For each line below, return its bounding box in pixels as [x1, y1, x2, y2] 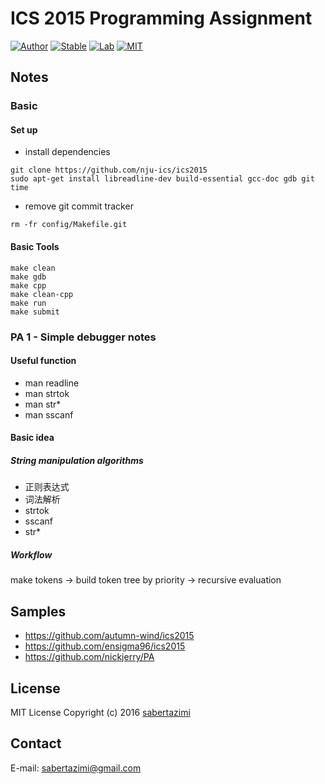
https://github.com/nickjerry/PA [24, 651, 155, 663]
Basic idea [10, 432, 55, 444]
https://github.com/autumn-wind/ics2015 [24, 630, 195, 642]
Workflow [10, 548, 53, 561]
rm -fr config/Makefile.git [10, 220, 128, 230]
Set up [10, 123, 38, 136]
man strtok [24, 387, 70, 399]
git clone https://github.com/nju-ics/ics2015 [10, 165, 208, 176]
